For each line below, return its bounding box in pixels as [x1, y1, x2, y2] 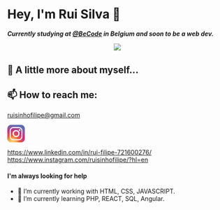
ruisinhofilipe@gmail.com [7, 111, 80, 120]
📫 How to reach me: [7, 89, 98, 101]
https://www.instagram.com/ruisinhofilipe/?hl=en [7, 155, 149, 164]
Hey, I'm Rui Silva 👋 [7, 6, 121, 22]
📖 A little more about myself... [7, 64, 139, 76]
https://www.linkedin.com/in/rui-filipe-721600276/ [7, 148, 152, 157]
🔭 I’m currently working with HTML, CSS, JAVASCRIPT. [17, 187, 176, 195]
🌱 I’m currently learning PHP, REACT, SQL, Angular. [17, 195, 165, 203]
